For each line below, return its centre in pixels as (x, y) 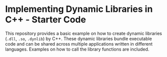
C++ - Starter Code (46, 20)
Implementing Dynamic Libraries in (79, 9)
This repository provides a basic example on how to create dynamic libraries (83, 33)
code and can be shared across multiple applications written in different (79, 44)
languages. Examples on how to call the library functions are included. (77, 49)
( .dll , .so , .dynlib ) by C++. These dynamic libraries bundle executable (79, 39)
